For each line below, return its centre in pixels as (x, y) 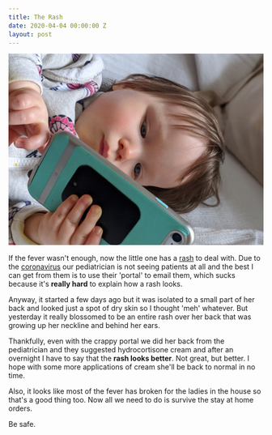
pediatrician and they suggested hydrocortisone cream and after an (121, 350)
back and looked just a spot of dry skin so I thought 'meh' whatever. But (128, 309)
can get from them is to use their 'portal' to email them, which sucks (122, 275)
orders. (20, 408)
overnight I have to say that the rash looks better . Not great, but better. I (129, 358)
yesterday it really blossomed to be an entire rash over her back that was (130, 317)
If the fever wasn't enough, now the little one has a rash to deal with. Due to (134, 258)
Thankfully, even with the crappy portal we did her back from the (117, 341)
